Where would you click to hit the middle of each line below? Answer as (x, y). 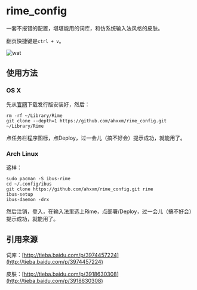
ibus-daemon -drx (28, 199)
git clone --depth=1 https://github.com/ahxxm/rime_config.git (87, 121)
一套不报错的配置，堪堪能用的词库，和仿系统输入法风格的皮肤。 (84, 28)
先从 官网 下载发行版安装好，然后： (48, 104)
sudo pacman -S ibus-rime (38, 178)
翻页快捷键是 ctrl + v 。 (35, 41)
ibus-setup (20, 194)
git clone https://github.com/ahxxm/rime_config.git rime (80, 189)
